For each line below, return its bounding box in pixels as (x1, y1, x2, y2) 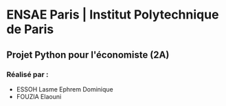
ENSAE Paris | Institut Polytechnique (6, 7, 219, 23)
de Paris (6, 21, 54, 37)
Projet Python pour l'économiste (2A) (6, 49, 170, 61)
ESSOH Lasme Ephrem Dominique (16, 85, 114, 93)
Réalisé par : (6, 70, 49, 79)
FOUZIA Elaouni (16, 92, 62, 100)
